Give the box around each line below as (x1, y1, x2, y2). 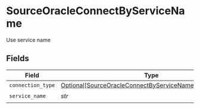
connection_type (9, 82, 55, 88)
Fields (6, 53, 30, 63)
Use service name (6, 36, 51, 43)
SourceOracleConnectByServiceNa (6, 4, 185, 18)
